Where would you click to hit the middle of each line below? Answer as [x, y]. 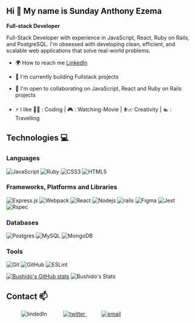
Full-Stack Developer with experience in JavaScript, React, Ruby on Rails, [98, 38]
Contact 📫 [27, 296]
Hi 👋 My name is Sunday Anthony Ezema [84, 11]
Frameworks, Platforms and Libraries [62, 187]
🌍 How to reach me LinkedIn [51, 63]
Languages [23, 158]
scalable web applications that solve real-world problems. [78, 50]
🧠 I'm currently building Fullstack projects [67, 76]
